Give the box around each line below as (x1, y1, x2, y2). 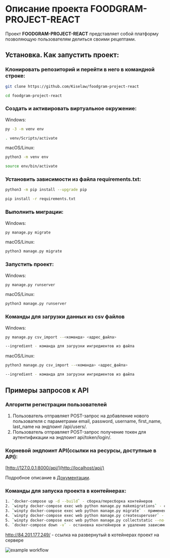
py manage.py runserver (5, 282, 56, 287)
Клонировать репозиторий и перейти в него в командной (5, 66, 155, 73)
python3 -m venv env (5, 154, 49, 160)
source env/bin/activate (5, 163, 58, 169)
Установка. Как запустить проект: (5, 51, 119, 59)
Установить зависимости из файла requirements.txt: (5, 176, 142, 183)
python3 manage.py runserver (5, 301, 67, 306)
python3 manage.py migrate (5, 249, 62, 254)
